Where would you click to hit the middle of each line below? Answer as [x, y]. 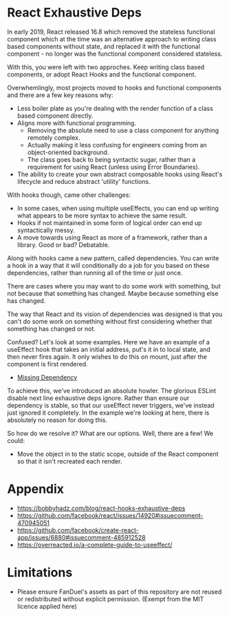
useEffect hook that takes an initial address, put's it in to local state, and [109, 349]
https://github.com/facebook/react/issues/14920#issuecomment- [110, 515]
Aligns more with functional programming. [76, 123]
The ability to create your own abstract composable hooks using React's [120, 174]
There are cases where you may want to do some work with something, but [114, 286]
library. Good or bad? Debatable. [63, 244]
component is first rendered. [47, 364]
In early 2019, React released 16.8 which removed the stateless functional [111, 32]
